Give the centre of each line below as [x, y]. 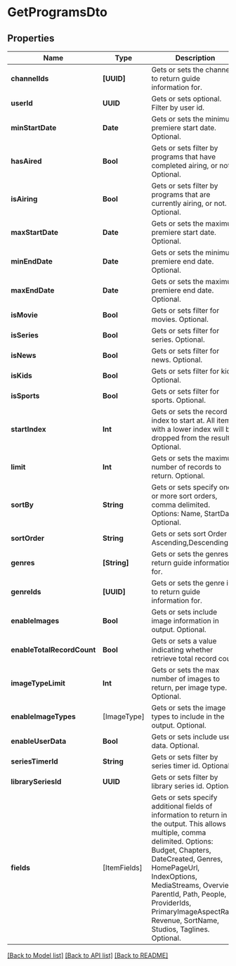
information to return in [189, 815]
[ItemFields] [123, 868]
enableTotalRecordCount [53, 650]
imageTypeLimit [38, 683]
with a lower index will [188, 429]
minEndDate [32, 261]
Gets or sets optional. [186, 99]
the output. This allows [189, 824]
